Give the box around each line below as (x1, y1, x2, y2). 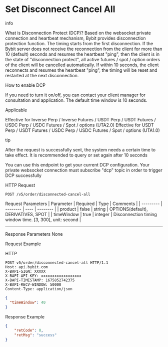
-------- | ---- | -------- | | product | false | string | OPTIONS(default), (5, 206, 148, 212)
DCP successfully (5, 172, 41, 179)
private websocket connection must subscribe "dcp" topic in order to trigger (5, 167, 162, 173)
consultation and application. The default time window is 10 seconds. (5, 97, 147, 103)
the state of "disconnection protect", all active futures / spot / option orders (5, 56, 160, 62)
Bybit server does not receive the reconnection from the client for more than (5, 46, 162, 52)
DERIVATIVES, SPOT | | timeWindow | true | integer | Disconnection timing (5, 211, 157, 217)
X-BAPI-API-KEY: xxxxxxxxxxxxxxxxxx (5, 273, 81, 278)
